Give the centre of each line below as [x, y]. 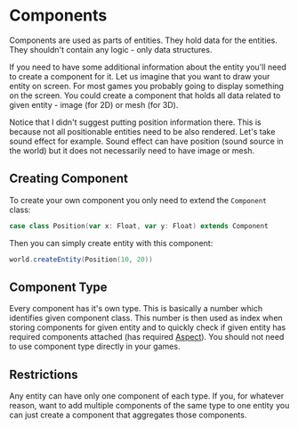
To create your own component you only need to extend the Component [138, 200]
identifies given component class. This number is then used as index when [146, 318]
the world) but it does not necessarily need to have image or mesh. [132, 150]
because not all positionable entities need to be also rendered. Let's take [142, 131]
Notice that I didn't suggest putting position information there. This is [135, 122]
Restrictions [44, 374]
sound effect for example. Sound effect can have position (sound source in [146, 141]
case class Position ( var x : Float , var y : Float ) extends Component [139, 226]
